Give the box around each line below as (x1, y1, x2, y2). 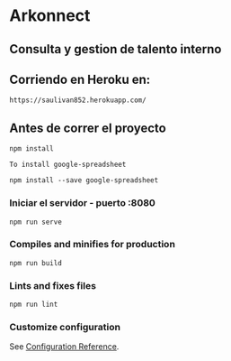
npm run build (9, 258, 63, 267)
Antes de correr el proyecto (9, 120, 166, 135)
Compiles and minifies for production (9, 238, 175, 251)
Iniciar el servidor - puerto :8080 (9, 197, 155, 209)
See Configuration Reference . (9, 341, 120, 352)
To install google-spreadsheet (9, 160, 127, 170)
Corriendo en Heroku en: (9, 71, 151, 87)
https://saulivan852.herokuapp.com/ (9, 96, 147, 105)
